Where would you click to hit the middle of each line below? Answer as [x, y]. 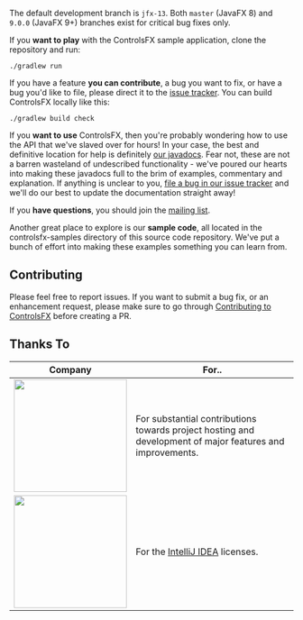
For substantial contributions [196, 418]
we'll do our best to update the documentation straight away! [123, 192]
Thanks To [40, 345]
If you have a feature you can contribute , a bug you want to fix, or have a [146, 83]
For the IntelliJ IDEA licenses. [197, 552]
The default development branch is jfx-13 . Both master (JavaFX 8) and [141, 13]
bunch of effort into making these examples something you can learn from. [148, 246]
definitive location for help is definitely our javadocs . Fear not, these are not [150, 154]
